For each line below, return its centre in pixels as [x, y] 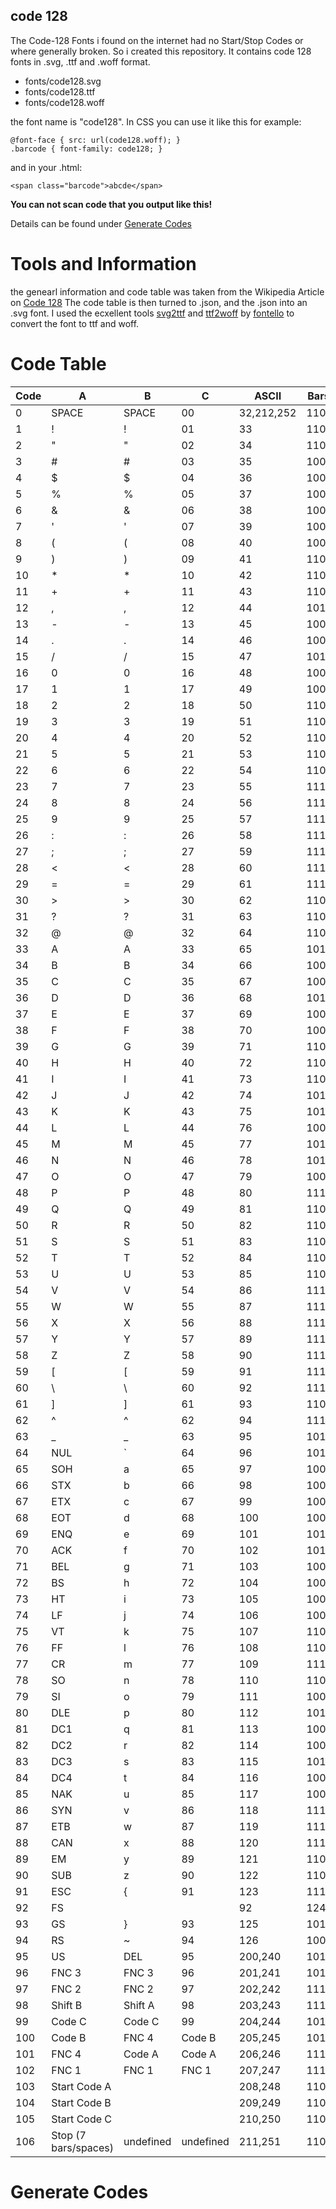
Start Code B [81, 2102]
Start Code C [82, 2119]
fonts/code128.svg [63, 81]
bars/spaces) [82, 2147]
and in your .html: [46, 167]
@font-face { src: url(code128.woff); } [96, 140]
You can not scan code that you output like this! [111, 204]
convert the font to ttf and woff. [75, 323]
